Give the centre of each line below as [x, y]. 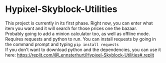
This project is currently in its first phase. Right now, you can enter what [79, 23]
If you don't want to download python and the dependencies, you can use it [83, 49]
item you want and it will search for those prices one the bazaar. [71, 28]
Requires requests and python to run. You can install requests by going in [80, 39]
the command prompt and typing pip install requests [62, 44]
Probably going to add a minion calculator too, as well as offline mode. [77, 33]
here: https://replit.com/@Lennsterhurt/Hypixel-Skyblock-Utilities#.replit [80, 55]
